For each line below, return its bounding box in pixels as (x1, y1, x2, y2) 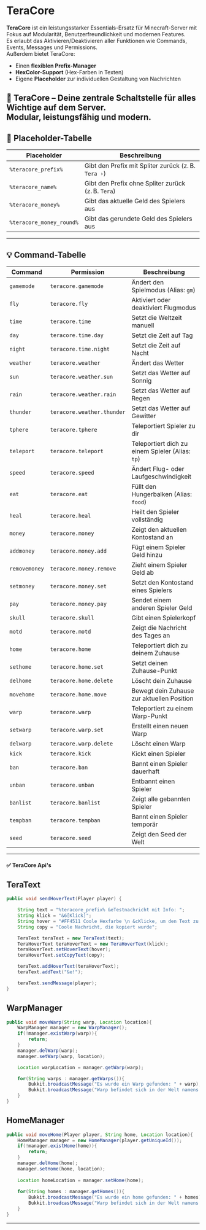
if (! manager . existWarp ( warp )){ (17, 1030, 97, 1037)
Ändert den (131, 278, 164, 286)
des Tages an (131, 631, 170, 639)
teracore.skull (50, 614, 94, 621)
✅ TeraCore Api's (6, 861, 51, 869)
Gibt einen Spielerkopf (131, 613, 196, 622)
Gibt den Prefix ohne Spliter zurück (85, 179, 186, 188)
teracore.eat (50, 491, 88, 497)
